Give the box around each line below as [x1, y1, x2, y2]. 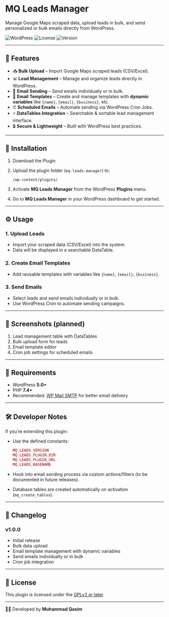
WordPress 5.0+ [12, 382, 47, 388]
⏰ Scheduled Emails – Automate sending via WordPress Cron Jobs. [12, 104, 153, 110]
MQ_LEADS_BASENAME [12, 462, 51, 467]
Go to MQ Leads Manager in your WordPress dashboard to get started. [12, 196, 160, 202]
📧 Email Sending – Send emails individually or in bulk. [12, 88, 124, 94]
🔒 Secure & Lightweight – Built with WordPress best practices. [12, 123, 142, 129]
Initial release [12, 537, 40, 543]
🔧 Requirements [5, 368, 56, 377]
